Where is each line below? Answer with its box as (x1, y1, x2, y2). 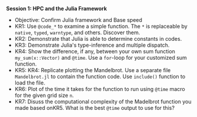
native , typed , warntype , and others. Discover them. (14, 29, 140, 36)
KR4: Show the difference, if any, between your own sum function (14, 48, 176, 55)
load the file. (14, 79, 46, 86)
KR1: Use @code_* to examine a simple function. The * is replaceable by (14, 23, 188, 30)
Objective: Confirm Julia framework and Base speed (14, 17, 143, 23)
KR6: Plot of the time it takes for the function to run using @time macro (14, 86, 185, 92)
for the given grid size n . (14, 92, 74, 99)
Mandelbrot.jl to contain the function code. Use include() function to (14, 73, 186, 80)
